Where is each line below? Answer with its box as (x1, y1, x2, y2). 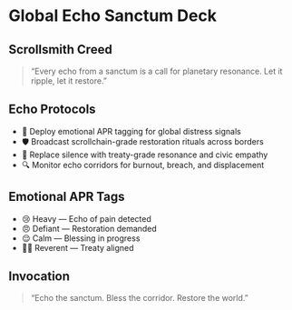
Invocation (8, 269, 70, 285)
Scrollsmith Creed (8, 42, 112, 57)
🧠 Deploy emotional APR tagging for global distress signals (21, 125, 241, 136)
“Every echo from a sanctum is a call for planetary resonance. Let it (30, 65, 283, 76)
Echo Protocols (8, 102, 96, 117)
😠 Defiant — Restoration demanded (21, 223, 158, 234)
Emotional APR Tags (8, 189, 125, 205)
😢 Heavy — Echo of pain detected (21, 213, 151, 224)
